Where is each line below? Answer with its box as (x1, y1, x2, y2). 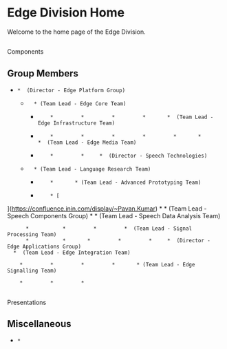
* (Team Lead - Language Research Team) (33, 166, 151, 173)
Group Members (7, 67, 79, 79)
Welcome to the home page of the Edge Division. (7, 28, 146, 36)
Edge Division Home (7, 5, 125, 21)
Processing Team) (7, 231, 57, 238)
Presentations (7, 298, 47, 306)
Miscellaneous (7, 318, 72, 330)
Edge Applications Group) (7, 243, 81, 251)
